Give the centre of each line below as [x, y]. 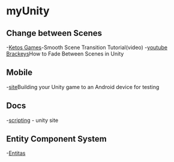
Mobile [19, 73]
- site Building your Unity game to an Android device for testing [83, 87]
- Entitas [16, 153]
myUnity [28, 11]
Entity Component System [56, 139]
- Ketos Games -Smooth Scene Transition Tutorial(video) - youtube [87, 47]
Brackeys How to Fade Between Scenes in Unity [65, 54]
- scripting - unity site [32, 120]
